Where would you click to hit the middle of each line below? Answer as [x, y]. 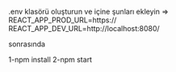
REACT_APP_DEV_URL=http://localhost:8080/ [84, 28]
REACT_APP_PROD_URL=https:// [63, 20]
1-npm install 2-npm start [50, 60]
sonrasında [27, 44]
